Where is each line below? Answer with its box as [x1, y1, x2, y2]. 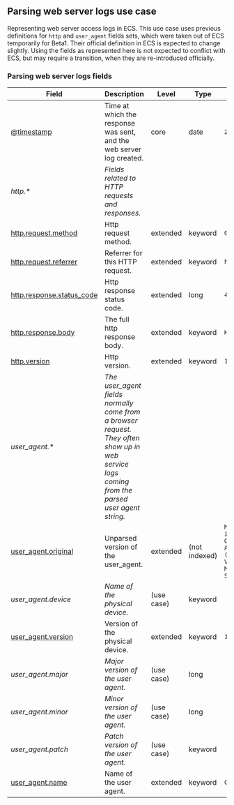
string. [104, 512, 125, 522]
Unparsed [104, 534, 137, 543]
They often [104, 433, 141, 443]
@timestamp [10, 127, 52, 137]
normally [104, 398, 134, 408]
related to [104, 174, 136, 183]
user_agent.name [10, 778, 68, 788]
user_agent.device [10, 594, 72, 604]
